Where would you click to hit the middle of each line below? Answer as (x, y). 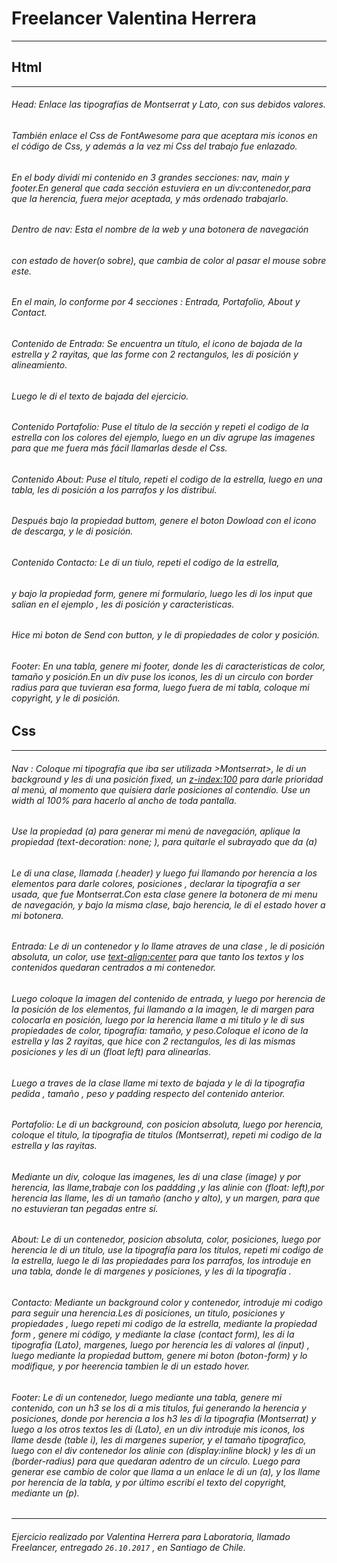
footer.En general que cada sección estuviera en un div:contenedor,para (161, 188)
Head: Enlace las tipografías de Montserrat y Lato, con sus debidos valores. (168, 104)
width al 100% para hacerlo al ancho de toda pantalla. (124, 800)
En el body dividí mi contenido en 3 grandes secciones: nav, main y (150, 177)
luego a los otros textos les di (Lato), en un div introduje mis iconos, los (158, 1429)
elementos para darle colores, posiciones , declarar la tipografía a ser (156, 883)
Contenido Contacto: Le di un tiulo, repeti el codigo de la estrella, (145, 563)
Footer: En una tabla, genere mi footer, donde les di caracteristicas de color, (168, 666)
